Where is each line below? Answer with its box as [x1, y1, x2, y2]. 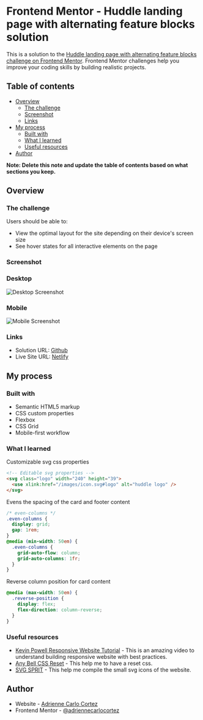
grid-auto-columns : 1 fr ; [17, 555, 81, 562]
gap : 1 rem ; [12, 527, 40, 533]
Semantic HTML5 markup [15, 403, 80, 410]
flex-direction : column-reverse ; [17, 607, 103, 613]
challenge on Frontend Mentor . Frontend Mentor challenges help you [6, 57, 179, 64]
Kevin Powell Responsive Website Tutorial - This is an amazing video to [15, 647, 194, 654]
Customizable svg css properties [6, 458, 90, 466]
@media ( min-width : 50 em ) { [6, 538, 78, 545]
